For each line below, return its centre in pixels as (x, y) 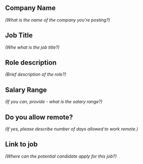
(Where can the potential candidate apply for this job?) (61, 156)
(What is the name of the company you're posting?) (58, 20)
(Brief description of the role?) (36, 74)
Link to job (21, 144)
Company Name (30, 8)
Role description (31, 63)
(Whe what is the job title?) (33, 47)
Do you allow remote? (39, 117)
